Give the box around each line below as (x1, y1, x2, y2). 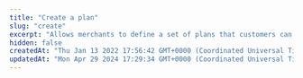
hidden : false (9, 38, 63, 48)
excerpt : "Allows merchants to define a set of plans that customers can (9, 30, 293, 39)
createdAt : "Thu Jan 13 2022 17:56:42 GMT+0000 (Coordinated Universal (9, 47, 284, 56)
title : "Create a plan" (9, 13, 99, 22)
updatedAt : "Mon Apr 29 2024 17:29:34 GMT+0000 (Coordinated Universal (9, 55, 284, 64)
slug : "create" (9, 22, 67, 30)
